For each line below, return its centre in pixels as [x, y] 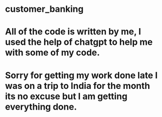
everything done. [41, 107]
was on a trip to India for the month [78, 86]
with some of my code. [53, 53]
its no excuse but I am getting [66, 96]
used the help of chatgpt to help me [79, 42]
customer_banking [44, 9]
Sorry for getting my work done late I [81, 75]
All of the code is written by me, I [73, 32]
